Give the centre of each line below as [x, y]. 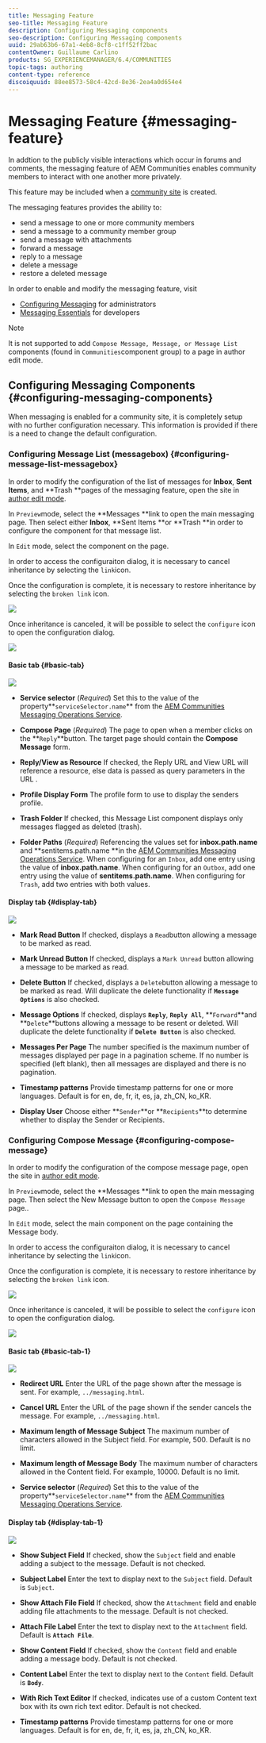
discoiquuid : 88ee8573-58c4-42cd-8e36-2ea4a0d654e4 [95, 82]
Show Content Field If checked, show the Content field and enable [128, 1650]
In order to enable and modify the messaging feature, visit [103, 289]
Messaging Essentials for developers [80, 313]
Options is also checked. [60, 999]
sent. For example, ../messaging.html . [82, 1392]
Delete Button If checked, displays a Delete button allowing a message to [139, 982]
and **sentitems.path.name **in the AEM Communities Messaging [128, 850]
